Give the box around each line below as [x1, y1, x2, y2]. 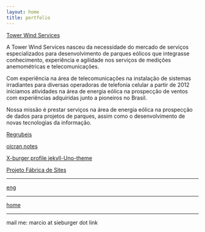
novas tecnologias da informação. [6, 118, 92, 126]
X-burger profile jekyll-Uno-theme [6, 154, 93, 162]
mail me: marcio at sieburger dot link [6, 219, 98, 226]
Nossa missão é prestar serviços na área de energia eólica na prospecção [6, 106, 193, 113]
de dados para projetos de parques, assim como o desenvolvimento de [6, 112, 185, 120]
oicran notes [6, 142, 38, 150]
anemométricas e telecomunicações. [6, 62, 99, 70]
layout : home [6, 9, 40, 15]
